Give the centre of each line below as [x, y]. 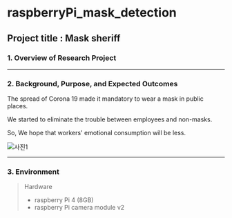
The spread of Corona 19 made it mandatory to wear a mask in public [105, 99]
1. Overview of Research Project [62, 58]
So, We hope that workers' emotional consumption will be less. [97, 133]
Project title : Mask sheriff [64, 38]
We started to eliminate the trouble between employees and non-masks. [110, 119]
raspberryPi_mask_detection [92, 13]
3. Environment [33, 172]
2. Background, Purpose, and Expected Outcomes [93, 83]
